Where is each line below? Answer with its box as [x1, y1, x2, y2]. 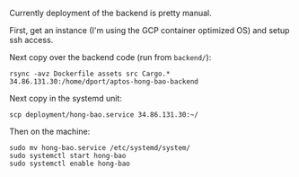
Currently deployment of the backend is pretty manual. [9, 8, 213, 18]
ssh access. [9, 35, 54, 45]
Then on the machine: [9, 126, 91, 137]
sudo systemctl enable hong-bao [9, 159, 130, 168]
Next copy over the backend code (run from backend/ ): [9, 52, 212, 62]
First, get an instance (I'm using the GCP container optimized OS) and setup [9, 25, 290, 35]
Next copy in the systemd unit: [9, 93, 123, 103]
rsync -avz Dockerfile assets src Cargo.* [9, 69, 171, 78]
